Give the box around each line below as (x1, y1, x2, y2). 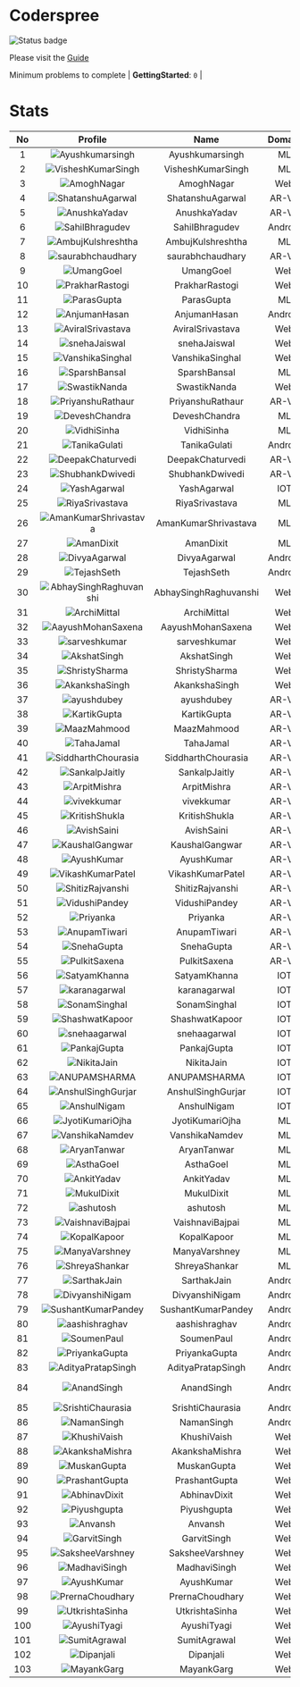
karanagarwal (178, 984, 236, 996)
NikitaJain (185, 1056, 228, 1069)
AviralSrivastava (172, 323, 241, 335)
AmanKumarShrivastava (155, 516, 257, 529)
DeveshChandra (172, 409, 241, 422)
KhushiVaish (179, 1431, 233, 1443)
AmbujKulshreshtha (164, 235, 248, 248)
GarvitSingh (181, 1532, 232, 1544)
